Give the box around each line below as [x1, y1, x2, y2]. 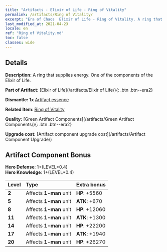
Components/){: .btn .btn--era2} [5, 121, 72, 127]
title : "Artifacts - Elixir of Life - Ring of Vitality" [5, 7, 127, 13]
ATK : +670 [76, 198, 103, 205]
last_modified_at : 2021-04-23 [5, 21, 69, 27]
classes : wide [5, 40, 35, 45]
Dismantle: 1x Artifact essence [5, 96, 69, 103]
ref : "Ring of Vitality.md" [5, 31, 64, 36]
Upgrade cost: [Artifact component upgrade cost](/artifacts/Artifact [5, 131, 145, 137]
